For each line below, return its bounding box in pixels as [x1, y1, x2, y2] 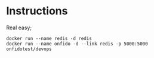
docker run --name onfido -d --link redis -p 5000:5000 [6, 41, 148, 47]
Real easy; [6, 24, 32, 31]
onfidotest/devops [6, 46, 52, 52]
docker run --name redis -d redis [6, 35, 93, 41]
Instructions [6, 4, 68, 18]
